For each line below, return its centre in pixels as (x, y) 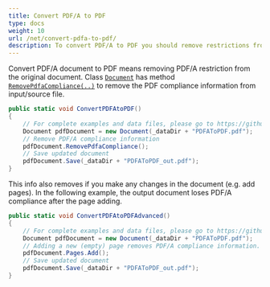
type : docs (27, 23)
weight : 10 (27, 31)
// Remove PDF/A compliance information (91, 139)
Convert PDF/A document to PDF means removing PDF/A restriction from (129, 68)
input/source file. (37, 94)
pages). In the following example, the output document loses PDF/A (120, 193)
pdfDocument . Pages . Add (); (66, 253)
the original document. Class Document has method (92, 77)
